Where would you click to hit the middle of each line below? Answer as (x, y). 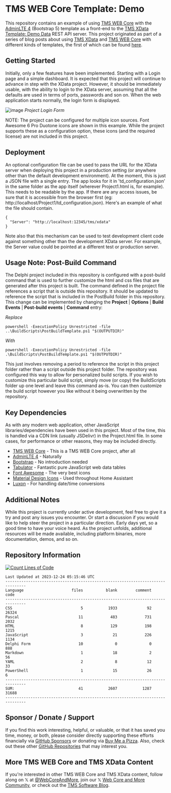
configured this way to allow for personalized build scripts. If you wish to (82, 375)
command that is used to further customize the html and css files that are (82, 280)
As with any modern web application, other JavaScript (62, 425)
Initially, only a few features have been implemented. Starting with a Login (83, 73)
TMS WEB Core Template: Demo (75, 9)
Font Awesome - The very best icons (51, 473)
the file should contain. (29, 208)
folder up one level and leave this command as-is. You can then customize (83, 386)
